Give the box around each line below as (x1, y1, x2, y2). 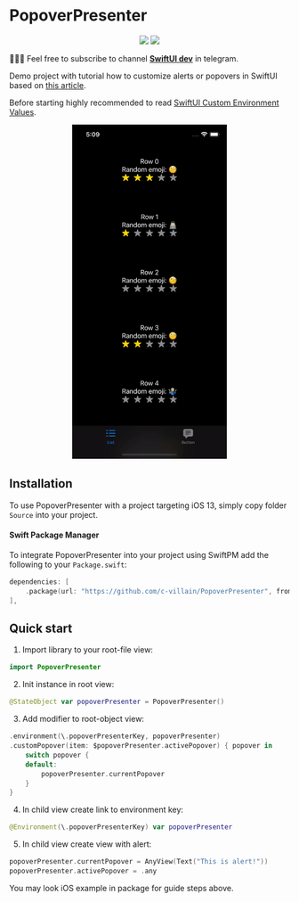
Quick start (9, 620, 73, 635)
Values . (9, 106, 37, 117)
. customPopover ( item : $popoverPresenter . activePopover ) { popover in (9, 742, 273, 750)
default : (25, 759, 58, 769)
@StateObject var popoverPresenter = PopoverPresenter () (9, 697, 225, 707)
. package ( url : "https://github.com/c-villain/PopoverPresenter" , (25, 586, 273, 595)
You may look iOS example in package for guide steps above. (9, 882, 234, 893)
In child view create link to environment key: (21, 804, 184, 816)
